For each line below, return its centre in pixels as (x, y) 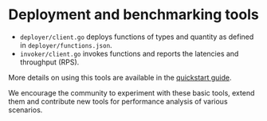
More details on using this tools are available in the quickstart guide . (120, 77)
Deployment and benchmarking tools (133, 15)
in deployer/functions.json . (66, 45)
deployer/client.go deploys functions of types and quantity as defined (137, 37)
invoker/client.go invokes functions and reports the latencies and (129, 53)
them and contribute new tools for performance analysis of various (118, 101)
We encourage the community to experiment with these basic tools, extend (132, 92)
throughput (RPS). (49, 62)
